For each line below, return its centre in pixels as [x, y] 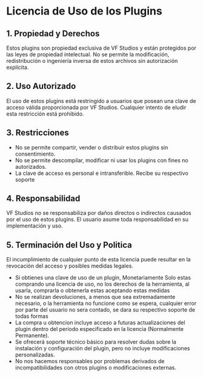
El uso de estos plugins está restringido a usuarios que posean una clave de [101, 100]
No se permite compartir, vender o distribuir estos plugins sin [92, 147]
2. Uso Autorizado [41, 86]
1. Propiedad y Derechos [53, 34]
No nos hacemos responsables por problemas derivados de [90, 361]
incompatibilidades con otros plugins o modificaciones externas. [96, 368]
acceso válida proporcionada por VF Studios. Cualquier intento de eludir [96, 107]
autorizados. [31, 166]
